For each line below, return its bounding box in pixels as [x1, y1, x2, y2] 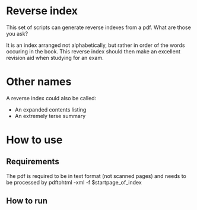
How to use [6, 133, 63, 147]
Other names [6, 75, 72, 88]
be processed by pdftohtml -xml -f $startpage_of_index [6, 179, 142, 186]
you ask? [6, 30, 28, 37]
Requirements [6, 157, 59, 167]
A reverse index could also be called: [6, 94, 97, 101]
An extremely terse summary [14, 112, 86, 119]
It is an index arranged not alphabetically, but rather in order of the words [6, 42, 185, 49]
